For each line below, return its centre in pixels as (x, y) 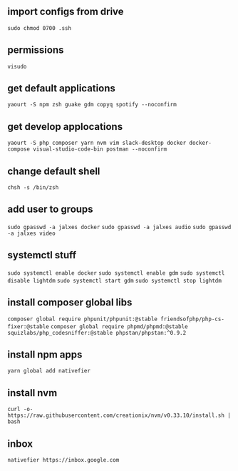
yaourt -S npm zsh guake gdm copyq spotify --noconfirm (92, 105)
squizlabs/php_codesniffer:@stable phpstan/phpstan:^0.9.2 (97, 333)
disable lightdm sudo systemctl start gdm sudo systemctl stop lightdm (115, 280)
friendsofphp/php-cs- (192, 319)
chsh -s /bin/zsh (33, 188)
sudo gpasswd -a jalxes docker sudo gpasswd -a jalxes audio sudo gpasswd (119, 227)
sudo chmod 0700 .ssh (40, 28)
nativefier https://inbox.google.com (63, 460)
